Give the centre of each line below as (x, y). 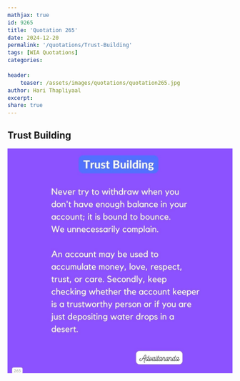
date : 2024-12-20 (33, 38)
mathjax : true (29, 15)
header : (19, 75)
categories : (25, 61)
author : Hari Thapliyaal (44, 90)
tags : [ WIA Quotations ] (43, 53)
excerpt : (20, 98)
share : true (25, 106)
